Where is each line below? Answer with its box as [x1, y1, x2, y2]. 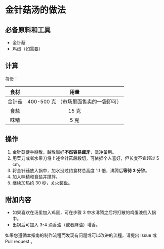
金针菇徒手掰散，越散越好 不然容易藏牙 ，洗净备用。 [12, 149, 117, 155]
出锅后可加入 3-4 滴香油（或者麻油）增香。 [12, 222, 100, 228]
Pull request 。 [5, 239, 36, 245]
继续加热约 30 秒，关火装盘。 [12, 179, 73, 185]
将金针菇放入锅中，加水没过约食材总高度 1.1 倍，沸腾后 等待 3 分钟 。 [12, 167, 150, 173]
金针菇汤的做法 [5, 4, 66, 16]
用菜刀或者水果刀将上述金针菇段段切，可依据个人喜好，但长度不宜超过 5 [12, 155, 160, 161]
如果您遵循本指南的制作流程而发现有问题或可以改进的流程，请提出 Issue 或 [5, 232, 157, 238]
